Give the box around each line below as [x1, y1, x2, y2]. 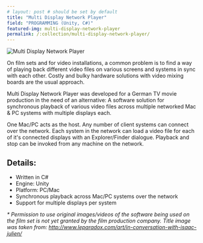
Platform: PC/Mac [15, 186, 60, 193]
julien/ [7, 230, 22, 237]
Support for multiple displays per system [15, 199, 117, 206]
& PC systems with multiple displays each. [7, 109, 112, 117]
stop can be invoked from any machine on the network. [7, 140, 144, 147]
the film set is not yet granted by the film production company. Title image [7, 217, 191, 224]
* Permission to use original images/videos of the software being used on [7, 211, 190, 218]
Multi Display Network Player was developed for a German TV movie [7, 90, 177, 97]
